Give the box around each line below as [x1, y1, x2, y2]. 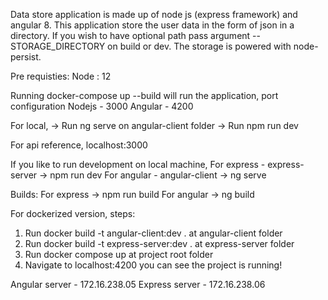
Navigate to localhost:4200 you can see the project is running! [24, 259, 283, 271]
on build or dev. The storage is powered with [107, 40, 292, 52]
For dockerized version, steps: [10, 208, 136, 219]
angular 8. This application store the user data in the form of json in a [10, 19, 295, 31]
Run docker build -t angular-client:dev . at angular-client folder [24, 227, 283, 239]
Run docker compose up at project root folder [24, 249, 214, 260]
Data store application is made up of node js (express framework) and [10, 9, 298, 20]
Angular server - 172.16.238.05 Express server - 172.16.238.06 [10, 279, 266, 290]
